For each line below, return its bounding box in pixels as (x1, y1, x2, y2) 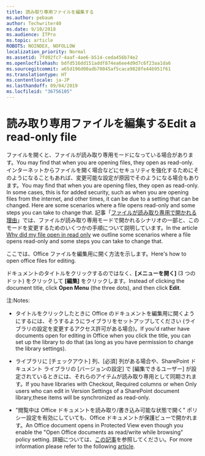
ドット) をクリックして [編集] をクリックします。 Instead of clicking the (6, 277, 185, 284)
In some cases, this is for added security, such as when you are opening (6, 188, 189, 196)
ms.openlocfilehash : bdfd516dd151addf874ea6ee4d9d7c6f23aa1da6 (6, 60, 171, 66)
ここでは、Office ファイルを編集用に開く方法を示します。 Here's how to (6, 250, 187, 257)
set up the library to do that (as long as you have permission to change (15, 338, 194, 345)
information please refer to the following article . (15, 443, 136, 450)
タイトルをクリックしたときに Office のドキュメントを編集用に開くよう (15, 309, 195, 317)
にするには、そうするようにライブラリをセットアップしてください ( (15, 317, 185, 325)
